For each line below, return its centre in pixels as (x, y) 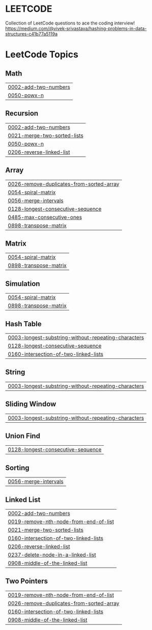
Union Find (23, 436)
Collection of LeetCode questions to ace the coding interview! (70, 23)
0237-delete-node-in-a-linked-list (52, 555)
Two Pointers (27, 581)
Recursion (22, 114)
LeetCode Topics (42, 55)
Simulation (23, 284)
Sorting (17, 468)
